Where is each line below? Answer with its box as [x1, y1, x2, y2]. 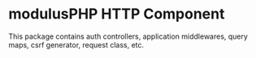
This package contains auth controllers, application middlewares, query [8, 31, 248, 41]
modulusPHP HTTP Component [8, 5, 225, 23]
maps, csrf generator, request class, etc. [8, 39, 145, 49]
